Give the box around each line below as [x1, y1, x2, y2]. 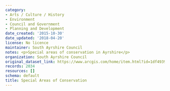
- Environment [5, 17, 35, 22]
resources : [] [5, 69, 35, 74]
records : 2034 [5, 64, 35, 69]
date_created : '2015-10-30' [5, 31, 65, 36]
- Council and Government [5, 21, 60, 27]
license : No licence [5, 40, 49, 45]
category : [5, 7, 26, 13]
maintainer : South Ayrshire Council [5, 45, 82, 50]
